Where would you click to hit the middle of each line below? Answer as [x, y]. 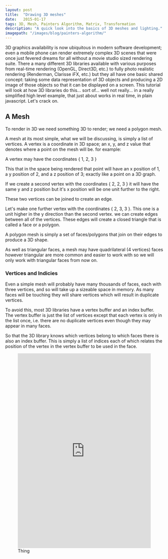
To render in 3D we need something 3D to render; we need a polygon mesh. [84, 129]
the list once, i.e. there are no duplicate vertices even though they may [78, 321]
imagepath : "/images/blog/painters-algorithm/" [56, 33]
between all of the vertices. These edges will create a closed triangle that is [83, 219]
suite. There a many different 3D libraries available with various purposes [81, 64]
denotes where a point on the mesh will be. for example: [63, 149]
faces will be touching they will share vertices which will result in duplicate [82, 295]
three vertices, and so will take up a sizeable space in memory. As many [80, 290]
